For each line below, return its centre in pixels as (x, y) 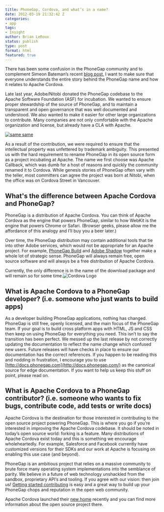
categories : (17, 19)
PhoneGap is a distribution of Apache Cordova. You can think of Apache (78, 215)
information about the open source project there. (54, 504)
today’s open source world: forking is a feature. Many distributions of (75, 433)
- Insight (15, 32)
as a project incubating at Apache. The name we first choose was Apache (80, 160)
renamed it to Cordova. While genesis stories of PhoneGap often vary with (80, 170)
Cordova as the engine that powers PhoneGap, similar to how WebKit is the (81, 221)
